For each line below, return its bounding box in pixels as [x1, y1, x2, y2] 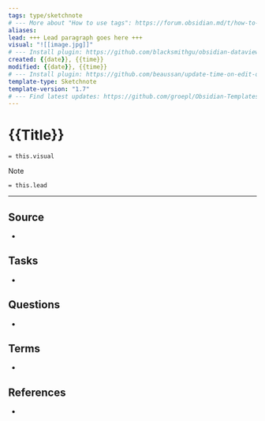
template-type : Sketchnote [8, 77, 97, 85]
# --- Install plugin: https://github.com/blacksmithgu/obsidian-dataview [8, 48, 259, 56]
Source [8, 210, 45, 224]
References [8, 385, 66, 399]
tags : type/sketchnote [8, 11, 83, 20]
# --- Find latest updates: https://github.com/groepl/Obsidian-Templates [8, 92, 259, 100]
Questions [8, 298, 61, 312]
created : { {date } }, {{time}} [8, 56, 104, 64]
